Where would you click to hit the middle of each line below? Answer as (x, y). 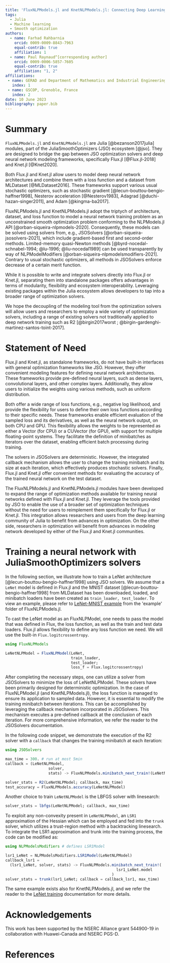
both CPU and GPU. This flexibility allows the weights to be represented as (83, 426)
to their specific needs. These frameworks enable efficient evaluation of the (84, 415)
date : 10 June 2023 (26, 99)
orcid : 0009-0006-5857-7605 (44, 62)
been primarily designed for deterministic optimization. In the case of (77, 688)
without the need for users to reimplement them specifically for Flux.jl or (80, 510)
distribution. (18, 394)
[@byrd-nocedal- (130, 244)
